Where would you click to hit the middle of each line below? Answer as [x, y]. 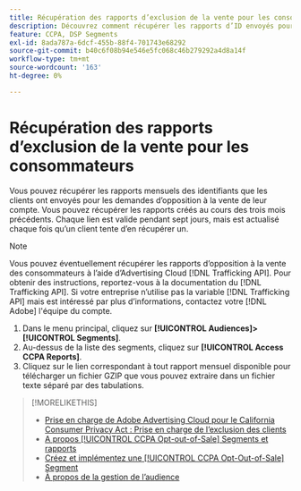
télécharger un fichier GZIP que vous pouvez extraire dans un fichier [149, 376]
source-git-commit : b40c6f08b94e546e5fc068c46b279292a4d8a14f [128, 51]
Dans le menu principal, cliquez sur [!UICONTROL [115, 328]
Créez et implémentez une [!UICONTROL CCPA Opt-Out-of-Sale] [164, 458]
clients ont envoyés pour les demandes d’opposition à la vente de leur [138, 200]
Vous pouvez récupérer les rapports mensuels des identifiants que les [138, 190]
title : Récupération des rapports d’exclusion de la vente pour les [140, 17]
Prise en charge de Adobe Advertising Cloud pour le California [159, 419]
